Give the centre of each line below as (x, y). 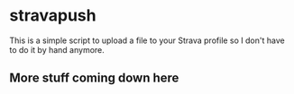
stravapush (53, 16)
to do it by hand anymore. (57, 49)
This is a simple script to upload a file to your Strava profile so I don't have (147, 40)
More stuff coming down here (94, 78)
